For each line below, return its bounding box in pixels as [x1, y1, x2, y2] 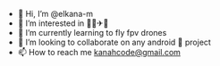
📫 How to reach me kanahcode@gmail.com [17, 47, 182, 57]
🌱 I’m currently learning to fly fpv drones [17, 28, 167, 37]
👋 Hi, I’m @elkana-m [17, 9, 94, 19]
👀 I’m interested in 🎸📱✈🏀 [17, 18, 109, 29]
